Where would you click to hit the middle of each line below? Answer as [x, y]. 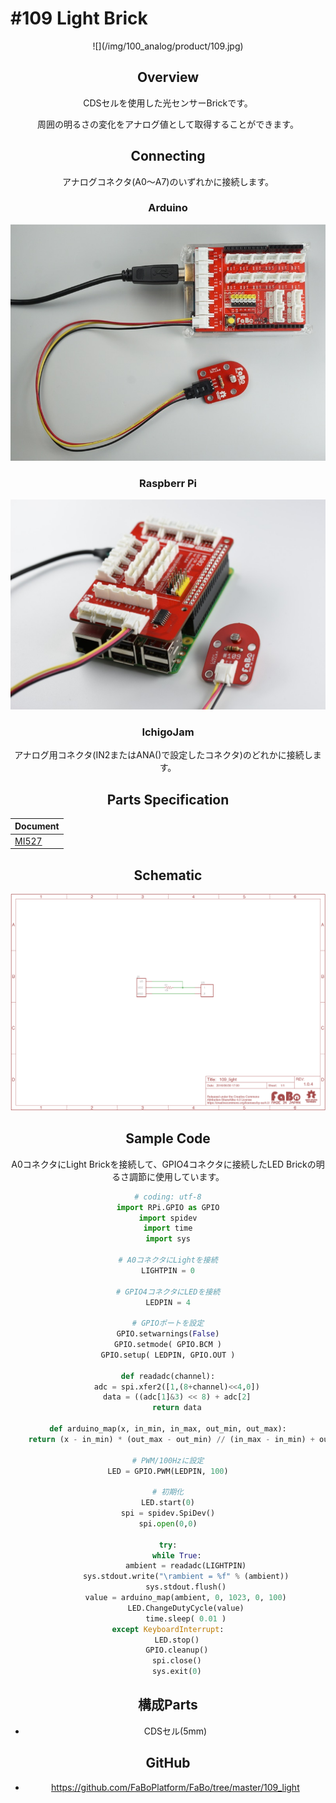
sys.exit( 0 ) [176, 1672]
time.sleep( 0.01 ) [186, 1618]
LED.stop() [177, 1640]
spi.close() [176, 1661]
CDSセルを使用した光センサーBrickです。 [168, 103]
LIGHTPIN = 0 [168, 1270]
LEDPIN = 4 [168, 1302]
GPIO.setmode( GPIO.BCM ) [168, 1345]
